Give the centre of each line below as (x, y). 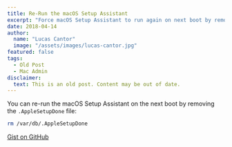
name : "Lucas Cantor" (45, 39)
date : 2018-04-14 (32, 26)
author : (18, 33)
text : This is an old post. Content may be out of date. (97, 84)
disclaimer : (24, 78)
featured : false (30, 52)
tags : (15, 59)
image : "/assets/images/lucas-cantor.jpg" (75, 46)
